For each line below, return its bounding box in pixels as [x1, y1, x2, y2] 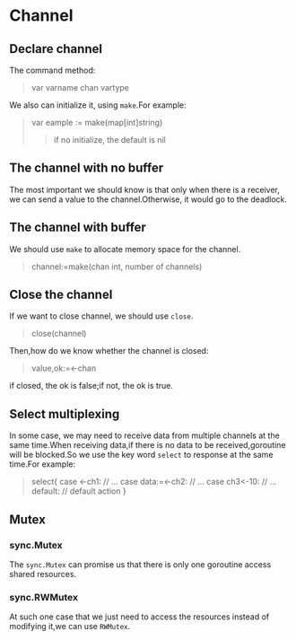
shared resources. [9, 568, 77, 579]
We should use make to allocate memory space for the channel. [9, 243, 241, 254]
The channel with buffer [9, 220, 146, 235]
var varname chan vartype [30, 83, 130, 92]
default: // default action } [30, 486, 127, 496]
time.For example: [9, 459, 76, 469]
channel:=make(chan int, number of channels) [30, 261, 203, 272]
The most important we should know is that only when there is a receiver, [9, 184, 281, 195]
